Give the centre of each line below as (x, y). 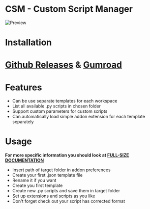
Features (24, 87)
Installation (29, 42)
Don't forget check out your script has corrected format (69, 201)
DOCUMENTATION (25, 160)
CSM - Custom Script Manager (69, 9)
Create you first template (37, 185)
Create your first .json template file (47, 175)
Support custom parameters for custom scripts (60, 111)
